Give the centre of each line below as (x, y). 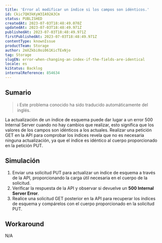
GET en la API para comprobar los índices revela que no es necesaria (75, 135)
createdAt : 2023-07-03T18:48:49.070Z (43, 23)
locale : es (16, 64)
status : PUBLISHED (24, 19)
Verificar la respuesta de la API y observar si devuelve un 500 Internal (83, 188)
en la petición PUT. (24, 145)
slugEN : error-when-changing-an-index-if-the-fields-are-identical (75, 59)
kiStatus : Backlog (24, 69)
